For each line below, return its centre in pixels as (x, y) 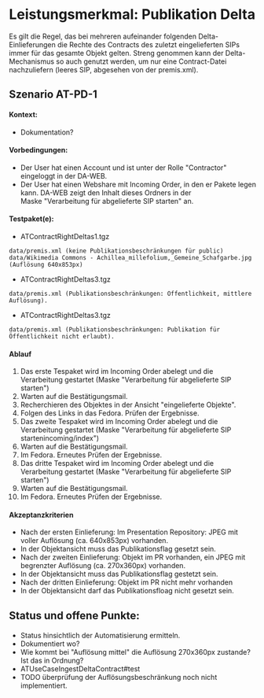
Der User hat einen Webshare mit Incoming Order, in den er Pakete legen (138, 184)
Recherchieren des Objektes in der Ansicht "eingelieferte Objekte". (128, 405)
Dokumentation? (47, 132)
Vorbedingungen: (38, 150)
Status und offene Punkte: (74, 615)
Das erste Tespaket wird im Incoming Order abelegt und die (117, 371)
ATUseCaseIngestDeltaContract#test (80, 669)
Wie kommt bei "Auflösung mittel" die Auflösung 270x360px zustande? (135, 652)
